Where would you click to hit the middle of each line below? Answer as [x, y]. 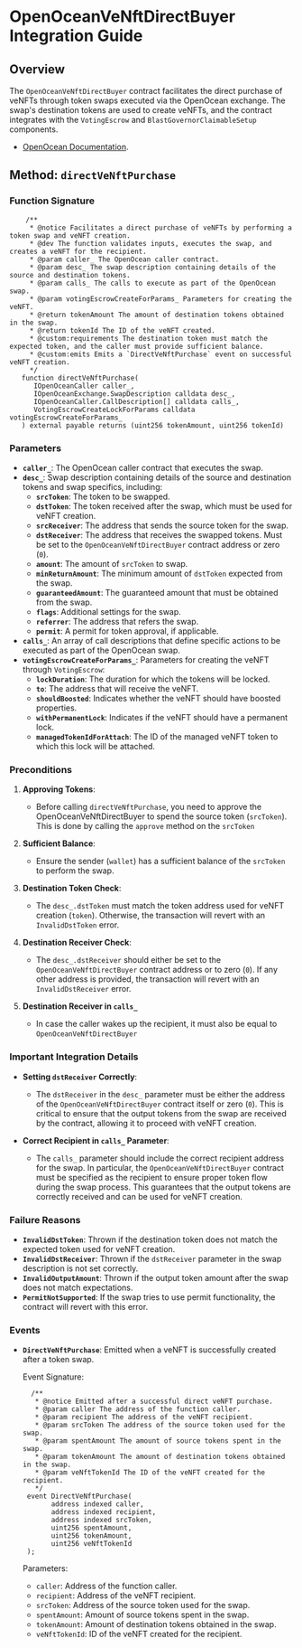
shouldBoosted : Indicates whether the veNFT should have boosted [158, 698]
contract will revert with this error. [85, 1306]
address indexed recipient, [104, 1512]
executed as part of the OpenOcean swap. [101, 650]
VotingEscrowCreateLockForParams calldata [114, 410]
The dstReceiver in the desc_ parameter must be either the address [160, 1094]
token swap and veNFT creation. [70, 235]
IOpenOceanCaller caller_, [84, 386]
